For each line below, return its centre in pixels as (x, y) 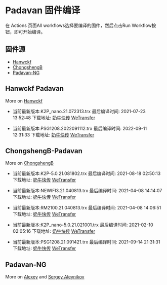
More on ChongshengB (30, 163)
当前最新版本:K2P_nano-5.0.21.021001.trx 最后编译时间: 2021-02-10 (83, 225)
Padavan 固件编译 (43, 10)
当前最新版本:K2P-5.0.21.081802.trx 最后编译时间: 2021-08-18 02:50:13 (87, 173)
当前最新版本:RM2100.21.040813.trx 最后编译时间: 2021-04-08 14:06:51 (87, 208)
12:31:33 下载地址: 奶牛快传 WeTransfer (53, 134)
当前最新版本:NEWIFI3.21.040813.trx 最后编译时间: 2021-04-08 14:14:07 (87, 191)
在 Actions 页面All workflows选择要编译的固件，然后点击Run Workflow (78, 25)
